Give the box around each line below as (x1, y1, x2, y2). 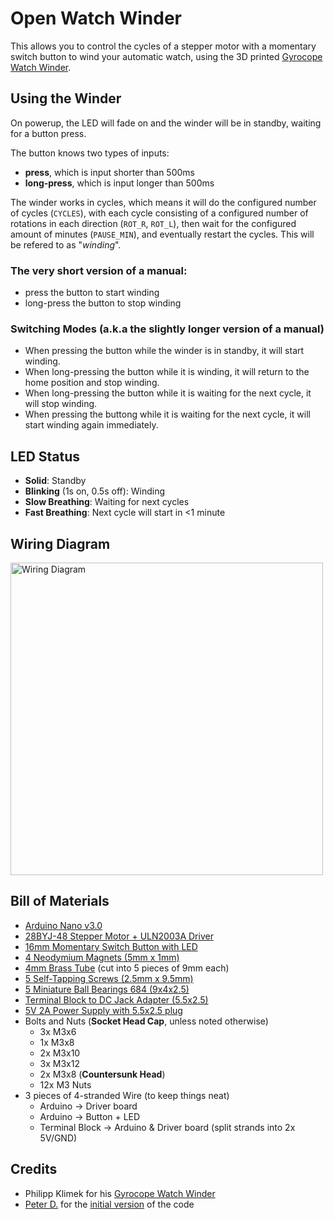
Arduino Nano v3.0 (24, 919, 103, 931)
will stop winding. (24, 398, 98, 410)
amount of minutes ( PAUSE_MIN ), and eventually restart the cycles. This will (10, 228, 315, 240)
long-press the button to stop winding (24, 297, 182, 309)
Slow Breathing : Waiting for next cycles (24, 496, 190, 508)
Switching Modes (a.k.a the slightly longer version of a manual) (10, 322, 325, 336)
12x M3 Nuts (39, 1078, 92, 1091)
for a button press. (10, 127, 87, 139)
